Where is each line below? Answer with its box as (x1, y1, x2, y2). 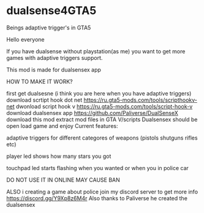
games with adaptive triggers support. (6, 54, 103, 61)
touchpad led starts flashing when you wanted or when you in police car (6, 164, 189, 171)
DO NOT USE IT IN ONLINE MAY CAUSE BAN (6, 176, 121, 184)
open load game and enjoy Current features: (6, 122, 118, 129)
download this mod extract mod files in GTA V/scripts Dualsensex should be (6, 116, 198, 123)
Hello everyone (6, 35, 45, 43)
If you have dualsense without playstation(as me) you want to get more (6, 47, 186, 55)
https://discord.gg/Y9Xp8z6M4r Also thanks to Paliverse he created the (6, 194, 188, 202)
